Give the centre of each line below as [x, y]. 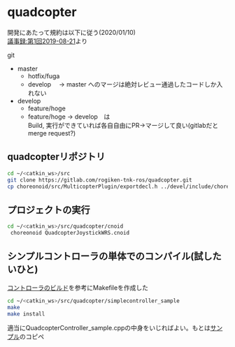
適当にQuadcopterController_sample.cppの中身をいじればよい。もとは [109, 328]
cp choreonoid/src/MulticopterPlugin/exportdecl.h [83, 186]
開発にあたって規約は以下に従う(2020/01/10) [72, 32]
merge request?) [52, 133]
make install [26, 314]
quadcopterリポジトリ [56, 157]
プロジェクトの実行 [49, 210]
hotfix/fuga [44, 76]
